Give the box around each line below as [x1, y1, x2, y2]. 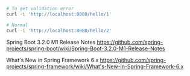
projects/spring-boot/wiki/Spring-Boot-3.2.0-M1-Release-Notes [6, 45, 165, 52]
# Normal [6, 22, 28, 28]
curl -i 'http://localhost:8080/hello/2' [6, 28, 112, 34]
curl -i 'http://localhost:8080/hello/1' [6, 11, 112, 17]
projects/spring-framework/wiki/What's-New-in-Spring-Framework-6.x [6, 63, 184, 70]
